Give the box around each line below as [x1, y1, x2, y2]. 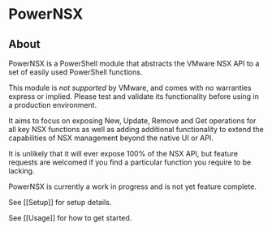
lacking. [8, 166, 35, 175]
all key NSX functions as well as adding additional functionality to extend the [8, 125, 264, 134]
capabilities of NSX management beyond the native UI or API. [8, 133, 214, 143]
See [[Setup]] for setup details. [8, 198, 112, 207]
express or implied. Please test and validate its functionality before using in [8, 92, 260, 101]
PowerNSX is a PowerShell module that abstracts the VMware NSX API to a [8, 58, 260, 68]
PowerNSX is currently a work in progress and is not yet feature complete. [8, 182, 257, 191]
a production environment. [8, 101, 97, 109]
